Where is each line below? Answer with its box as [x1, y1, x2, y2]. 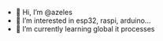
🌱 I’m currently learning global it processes [15, 24, 155, 33]
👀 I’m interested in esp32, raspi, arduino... [15, 16, 151, 25]
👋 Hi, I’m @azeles [15, 8, 73, 17]
